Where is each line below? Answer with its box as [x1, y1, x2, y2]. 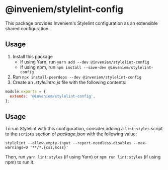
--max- [133, 141, 147, 146]
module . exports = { [5, 89, 46, 94]
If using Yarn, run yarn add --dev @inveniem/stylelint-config [20, 59, 149, 65]
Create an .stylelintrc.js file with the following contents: [12, 79, 127, 85]
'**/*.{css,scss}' [30, 145, 69, 150]
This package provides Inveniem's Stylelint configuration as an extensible [5, 20, 158, 26]
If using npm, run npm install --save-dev [20, 64, 107, 70]
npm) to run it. [5, 159, 35, 165]
